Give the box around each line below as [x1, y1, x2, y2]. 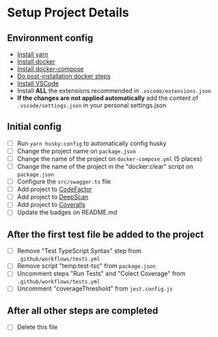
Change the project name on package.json [16, 147, 137, 155]
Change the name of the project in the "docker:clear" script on [16, 162, 193, 171]
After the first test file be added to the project [7, 228, 204, 240]
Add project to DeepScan [16, 193, 89, 201]
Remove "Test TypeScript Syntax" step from [16, 247, 142, 255]
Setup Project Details [7, 5, 130, 21]
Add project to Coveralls [16, 201, 85, 209]
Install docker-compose [16, 65, 84, 73]
